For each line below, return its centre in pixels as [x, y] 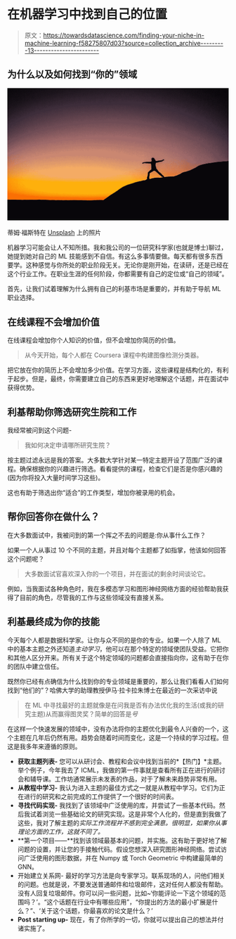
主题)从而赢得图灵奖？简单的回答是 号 [84, 713]
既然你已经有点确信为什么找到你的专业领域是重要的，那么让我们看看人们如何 [118, 681]
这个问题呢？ [26, 559]
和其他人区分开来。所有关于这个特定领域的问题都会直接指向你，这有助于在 [115, 657]
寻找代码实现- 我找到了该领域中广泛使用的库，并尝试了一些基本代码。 [118, 805]
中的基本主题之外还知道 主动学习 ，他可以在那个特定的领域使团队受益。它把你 [118, 649]
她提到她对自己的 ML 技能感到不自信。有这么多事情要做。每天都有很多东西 [115, 257]
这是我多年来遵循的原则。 [44, 746]
